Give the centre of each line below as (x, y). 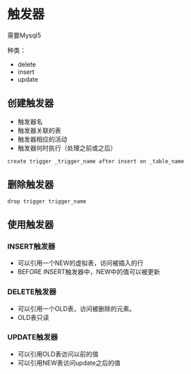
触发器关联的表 (39, 130)
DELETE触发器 (32, 292)
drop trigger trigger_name (47, 201)
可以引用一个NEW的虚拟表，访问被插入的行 (80, 263)
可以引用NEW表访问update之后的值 (69, 363)
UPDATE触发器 (33, 337)
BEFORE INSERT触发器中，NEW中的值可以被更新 (89, 272)
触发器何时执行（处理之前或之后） (67, 148)
